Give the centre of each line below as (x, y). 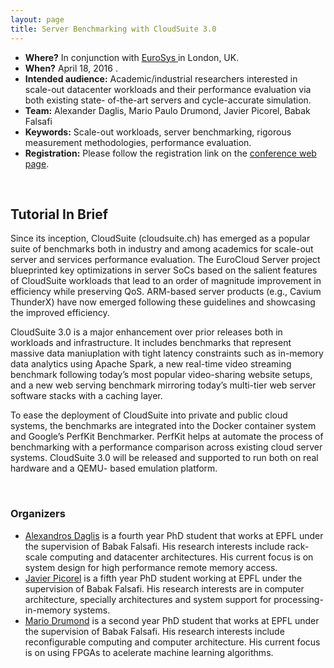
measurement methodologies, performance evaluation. (138, 142)
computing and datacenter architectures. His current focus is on (181, 557)
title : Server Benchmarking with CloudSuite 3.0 (113, 29)
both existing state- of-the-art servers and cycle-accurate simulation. (168, 100)
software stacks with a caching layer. (86, 396)
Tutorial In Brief (59, 214)
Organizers (38, 514)
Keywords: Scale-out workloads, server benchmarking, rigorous (158, 132)
